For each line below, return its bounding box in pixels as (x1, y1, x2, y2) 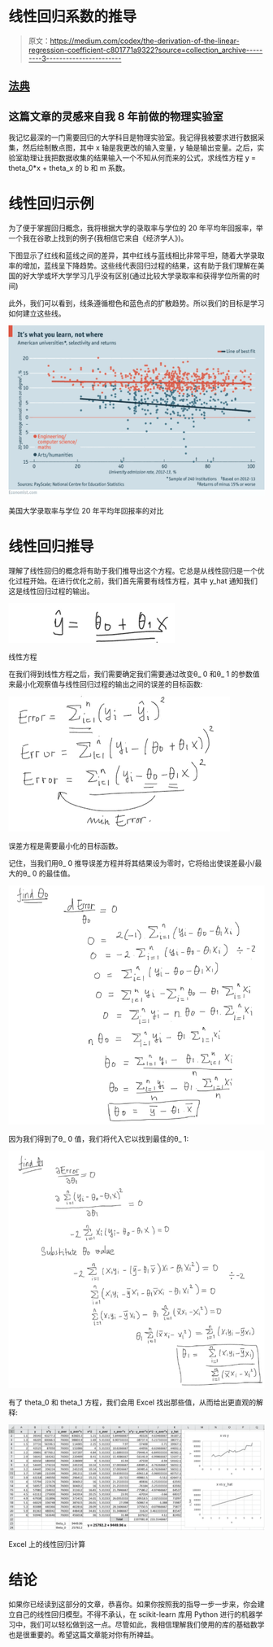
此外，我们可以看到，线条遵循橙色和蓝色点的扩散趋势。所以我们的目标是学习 (8, 299, 265, 308)
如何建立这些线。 (8, 308, 66, 318)
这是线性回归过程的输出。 (8, 586, 94, 596)
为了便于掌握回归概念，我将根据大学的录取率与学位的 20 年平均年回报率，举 (8, 223, 264, 233)
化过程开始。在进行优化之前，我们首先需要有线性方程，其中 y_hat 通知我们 (8, 575, 258, 586)
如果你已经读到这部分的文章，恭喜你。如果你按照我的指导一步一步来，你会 (8, 1599, 258, 1609)
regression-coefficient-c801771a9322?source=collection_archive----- (28, 45, 263, 55)
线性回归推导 (8, 537, 95, 556)
